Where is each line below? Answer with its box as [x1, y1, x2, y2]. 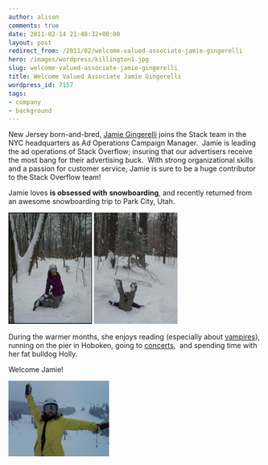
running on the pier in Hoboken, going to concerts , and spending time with [8, 341, 258, 351]
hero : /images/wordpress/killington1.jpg [8, 56, 150, 64]
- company [8, 98, 42, 106]
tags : [8, 89, 27, 98]
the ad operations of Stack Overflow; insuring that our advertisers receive [8, 147, 253, 156]
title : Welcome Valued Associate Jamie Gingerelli [8, 73, 182, 81]
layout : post [8, 39, 52, 47]
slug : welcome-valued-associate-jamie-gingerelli [8, 64, 179, 73]
